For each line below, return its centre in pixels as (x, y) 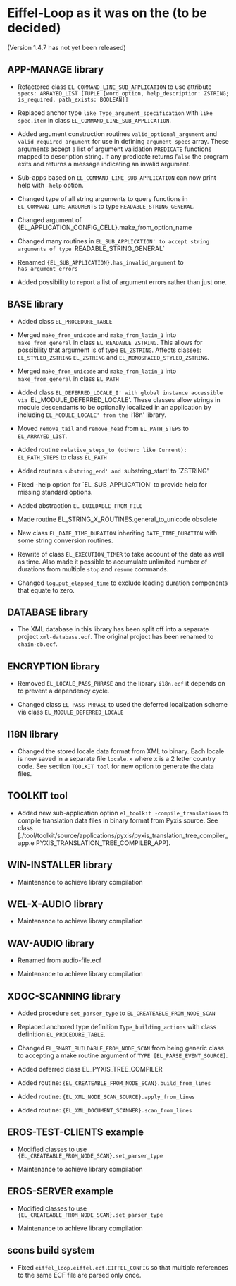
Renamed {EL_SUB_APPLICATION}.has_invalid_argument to (101, 262)
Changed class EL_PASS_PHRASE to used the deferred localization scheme (122, 705)
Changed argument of (50, 219)
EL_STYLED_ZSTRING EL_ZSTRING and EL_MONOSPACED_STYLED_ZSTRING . (113, 357)
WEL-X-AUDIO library (55, 904)
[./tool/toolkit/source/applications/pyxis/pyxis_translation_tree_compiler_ (123, 835)
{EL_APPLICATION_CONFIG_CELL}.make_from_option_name (105, 227)
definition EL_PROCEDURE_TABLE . (61, 1034)
